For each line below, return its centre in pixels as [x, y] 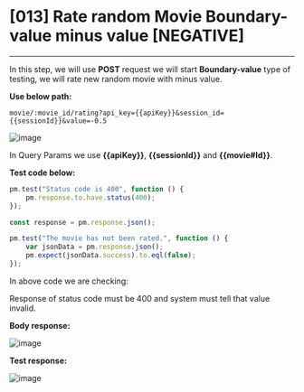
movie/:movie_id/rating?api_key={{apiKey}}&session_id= [117, 113]
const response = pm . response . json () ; [82, 222]
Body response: [40, 325]
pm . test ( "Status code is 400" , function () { [96, 189]
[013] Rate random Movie [106, 17]
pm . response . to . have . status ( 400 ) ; [90, 197]
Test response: [38, 360]
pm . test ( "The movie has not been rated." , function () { [119, 238]
